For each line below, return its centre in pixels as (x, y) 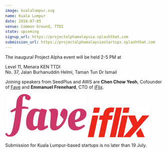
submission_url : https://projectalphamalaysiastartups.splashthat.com (80, 42)
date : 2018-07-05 (23, 21)
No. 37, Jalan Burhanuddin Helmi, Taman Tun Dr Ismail (61, 72)
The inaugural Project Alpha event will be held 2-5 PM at (63, 57)
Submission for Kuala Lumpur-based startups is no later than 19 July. (76, 145)
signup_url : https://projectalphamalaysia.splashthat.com (67, 37)
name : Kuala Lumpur (25, 16)
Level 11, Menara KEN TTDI (33, 66)
